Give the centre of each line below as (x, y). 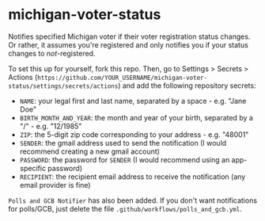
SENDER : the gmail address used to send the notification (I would (123, 143)
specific (32, 168)
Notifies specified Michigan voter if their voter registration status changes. (129, 36)
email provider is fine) (55, 185)
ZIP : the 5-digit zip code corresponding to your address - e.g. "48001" (134, 134)
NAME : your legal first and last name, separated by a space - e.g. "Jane (133, 101)
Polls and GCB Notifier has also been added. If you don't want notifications (133, 200)
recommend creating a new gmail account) (90, 151)
